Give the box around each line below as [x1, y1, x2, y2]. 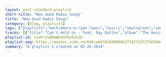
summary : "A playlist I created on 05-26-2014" [5, 44, 105, 49]
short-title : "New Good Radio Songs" [5, 12, 83, 17]
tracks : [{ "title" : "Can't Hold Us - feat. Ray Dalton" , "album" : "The [5, 30, 149, 35]
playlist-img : [5, 40, 35, 45]
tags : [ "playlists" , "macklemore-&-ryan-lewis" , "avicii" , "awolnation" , [5, 26, 154, 31]
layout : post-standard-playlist [5, 7, 72, 12]
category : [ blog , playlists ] [5, 21, 65, 26]
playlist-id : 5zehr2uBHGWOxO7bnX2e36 [5, 35, 83, 40]
